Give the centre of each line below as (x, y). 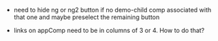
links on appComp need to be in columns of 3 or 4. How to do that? (109, 30)
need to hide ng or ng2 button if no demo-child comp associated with (112, 10)
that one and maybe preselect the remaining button (87, 17)
